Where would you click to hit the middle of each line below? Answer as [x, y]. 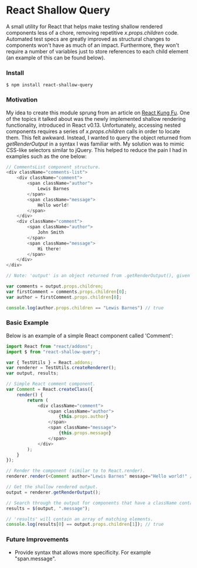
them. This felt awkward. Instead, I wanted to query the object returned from [98, 137]
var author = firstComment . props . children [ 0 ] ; [64, 297]
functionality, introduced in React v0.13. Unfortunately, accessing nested [94, 125]
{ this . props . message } [85, 433]
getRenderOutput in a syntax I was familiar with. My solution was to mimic [95, 144]
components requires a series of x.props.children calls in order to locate [93, 131]
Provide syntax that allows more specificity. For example [83, 552]
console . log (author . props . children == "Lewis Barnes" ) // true [85, 308]
